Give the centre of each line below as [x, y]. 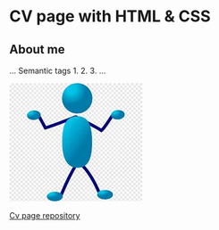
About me [37, 49]
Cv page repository [45, 215]
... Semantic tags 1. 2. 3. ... [58, 70]
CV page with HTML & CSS [110, 16]
